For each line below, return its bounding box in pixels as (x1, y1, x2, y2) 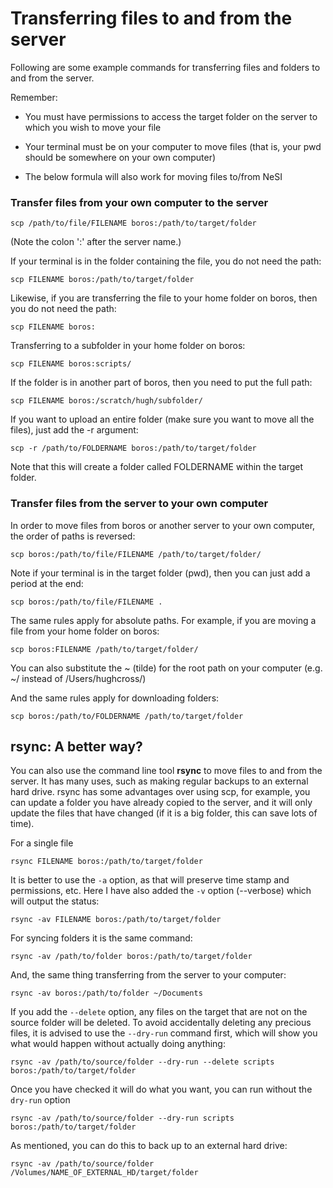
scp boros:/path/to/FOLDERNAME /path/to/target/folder (10, 711, 244, 721)
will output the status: (10, 895, 100, 907)
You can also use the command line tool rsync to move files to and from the (10, 765, 323, 777)
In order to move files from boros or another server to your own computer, (10, 519, 316, 531)
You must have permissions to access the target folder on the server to (24, 110, 318, 122)
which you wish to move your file (24, 121, 162, 133)
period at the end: (10, 577, 84, 589)
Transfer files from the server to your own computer (10, 497, 269, 511)
